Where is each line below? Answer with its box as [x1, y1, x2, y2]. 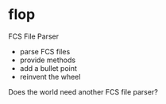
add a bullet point [19, 63, 78, 72]
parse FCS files [19, 46, 71, 56]
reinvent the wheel [19, 72, 81, 81]
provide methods [19, 55, 76, 65]
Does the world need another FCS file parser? [8, 87, 159, 96]
